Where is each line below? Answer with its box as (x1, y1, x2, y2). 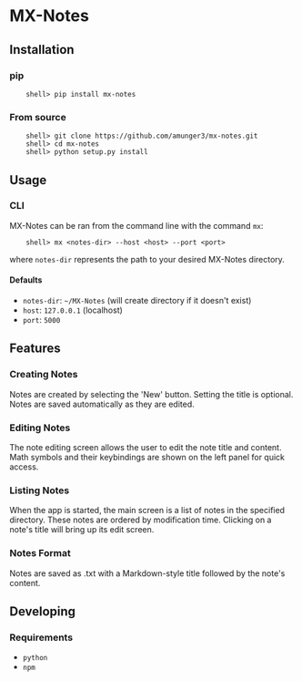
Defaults (9, 274, 43, 285)
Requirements (9, 631, 74, 644)
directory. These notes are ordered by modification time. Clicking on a (9, 514, 272, 525)
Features (9, 341, 61, 356)
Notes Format (9, 547, 71, 560)
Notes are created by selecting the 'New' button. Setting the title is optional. (9, 388, 294, 399)
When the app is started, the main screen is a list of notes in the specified (9, 505, 285, 516)
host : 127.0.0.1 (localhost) (22, 304, 123, 315)
